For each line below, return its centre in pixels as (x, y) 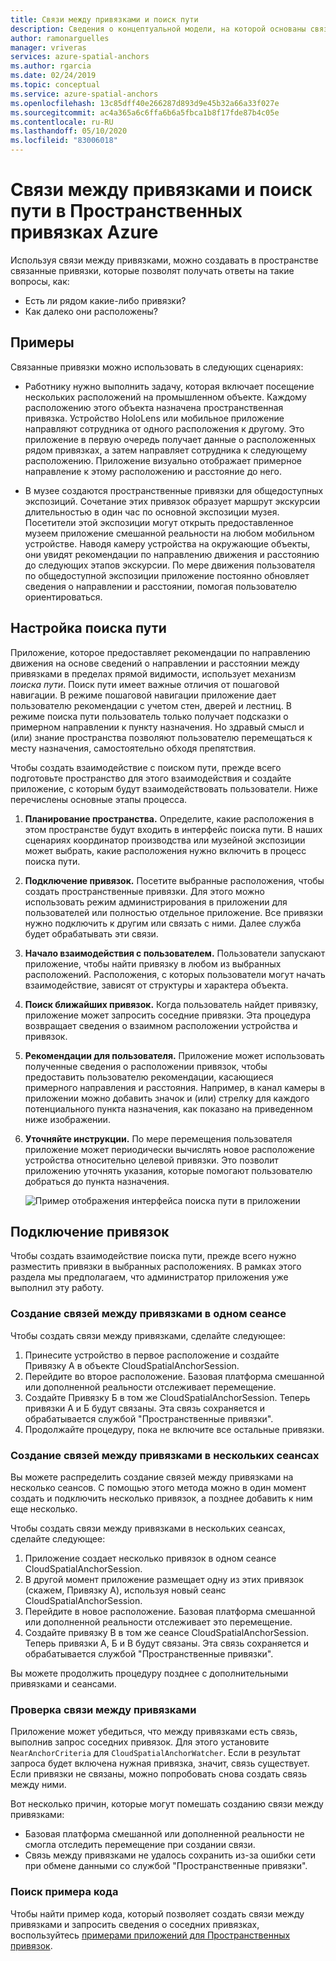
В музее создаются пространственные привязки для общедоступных (174, 490)
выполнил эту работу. (57, 1288)
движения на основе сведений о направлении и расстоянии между (155, 663)
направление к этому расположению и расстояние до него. (153, 471)
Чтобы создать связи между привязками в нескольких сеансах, (148, 1528)
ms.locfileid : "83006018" (64, 141)
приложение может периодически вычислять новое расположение (169, 1149)
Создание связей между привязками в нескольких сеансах (165, 1455)
